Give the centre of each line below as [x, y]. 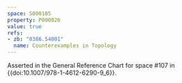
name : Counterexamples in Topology [65, 46]
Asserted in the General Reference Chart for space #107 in [91, 65]
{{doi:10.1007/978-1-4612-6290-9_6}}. [62, 73]
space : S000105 [29, 13]
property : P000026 [34, 20]
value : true [24, 26]
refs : [15, 33]
